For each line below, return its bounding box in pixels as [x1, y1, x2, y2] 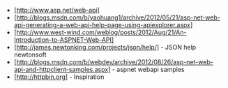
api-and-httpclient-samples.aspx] [13, 66, 111, 73]
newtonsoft [13, 50, 47, 59]
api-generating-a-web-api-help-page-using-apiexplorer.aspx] [13, 21, 193, 29]
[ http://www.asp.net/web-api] [13, 6, 100, 14]
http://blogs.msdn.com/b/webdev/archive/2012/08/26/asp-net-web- [16, 58, 214, 66]
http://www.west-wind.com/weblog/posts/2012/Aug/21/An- [16, 28, 187, 36]
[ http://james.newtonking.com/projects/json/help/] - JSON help [13, 43, 197, 51]
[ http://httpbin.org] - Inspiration [13, 73, 105, 81]
